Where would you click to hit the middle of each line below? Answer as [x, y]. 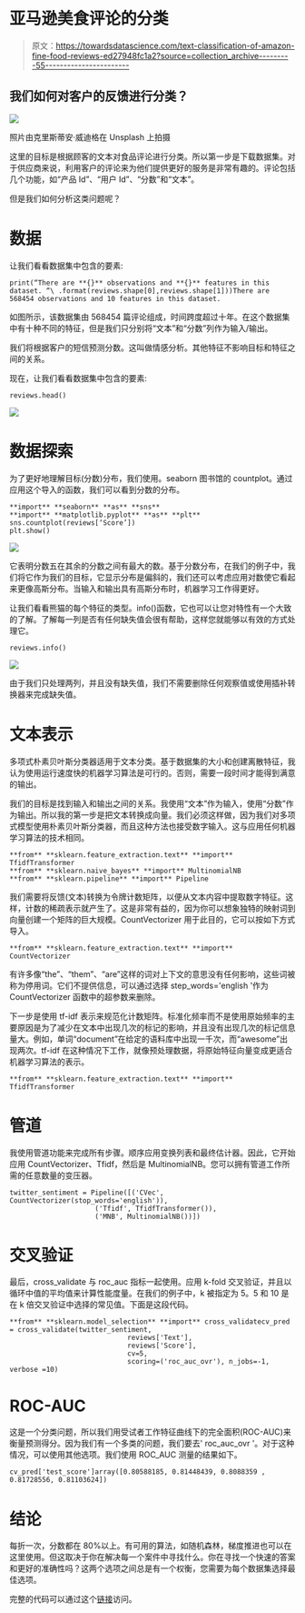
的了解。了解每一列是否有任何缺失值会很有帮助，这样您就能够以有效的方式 [148, 619]
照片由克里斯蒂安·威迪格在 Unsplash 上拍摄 [90, 136]
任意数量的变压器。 [61, 1175]
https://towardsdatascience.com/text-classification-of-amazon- [175, 45]
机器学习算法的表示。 [49, 1062]
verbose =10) [34, 1370]
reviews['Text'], [160, 1338]
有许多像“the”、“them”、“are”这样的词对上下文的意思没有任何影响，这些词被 [152, 973]
